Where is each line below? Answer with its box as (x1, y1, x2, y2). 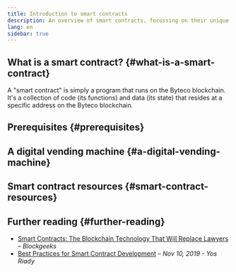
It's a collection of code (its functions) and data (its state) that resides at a (7, 93, 223, 102)
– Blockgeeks (17, 242, 57, 251)
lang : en (7, 23, 33, 30)
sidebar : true (7, 30, 49, 37)
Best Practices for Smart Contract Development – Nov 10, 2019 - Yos (17, 249, 218, 258)
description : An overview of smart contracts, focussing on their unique (7, 17, 230, 24)
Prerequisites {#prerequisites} (7, 122, 145, 134)
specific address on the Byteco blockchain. (7, 101, 134, 110)
